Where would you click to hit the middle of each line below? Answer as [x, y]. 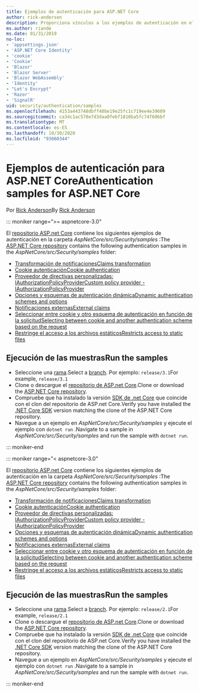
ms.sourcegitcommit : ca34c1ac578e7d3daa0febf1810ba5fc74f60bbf [86, 117]
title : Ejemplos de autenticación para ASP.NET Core [73, 12]
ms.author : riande [29, 28]
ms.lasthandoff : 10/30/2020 [41, 133]
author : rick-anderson [34, 17]
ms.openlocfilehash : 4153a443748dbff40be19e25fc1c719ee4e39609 [86, 111]
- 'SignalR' [21, 100]
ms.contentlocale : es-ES [37, 128]
